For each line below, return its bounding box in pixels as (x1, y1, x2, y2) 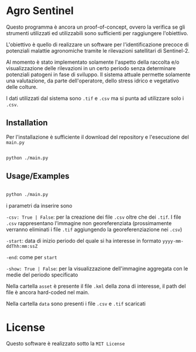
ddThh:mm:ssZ (6, 244, 38, 250)
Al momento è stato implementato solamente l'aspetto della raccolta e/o (6, 58, 180, 65)
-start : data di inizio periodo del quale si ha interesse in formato (6, 237, 161, 244)
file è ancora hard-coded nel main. (6, 289, 90, 296)
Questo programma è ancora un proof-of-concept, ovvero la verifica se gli (6, 23, 185, 30)
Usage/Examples (6, 171, 70, 181)
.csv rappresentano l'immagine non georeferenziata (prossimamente (6, 220, 172, 227)
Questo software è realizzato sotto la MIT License (6, 340, 125, 347)
